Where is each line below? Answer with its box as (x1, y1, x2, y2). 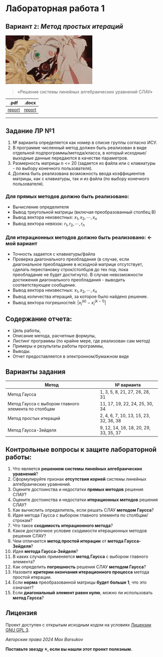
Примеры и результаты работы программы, (12, 343, 104, 349)
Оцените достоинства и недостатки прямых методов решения (12, 486, 144, 492)
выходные (12, 155, 34, 161)
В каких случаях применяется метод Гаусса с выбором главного (12, 553, 148, 559)
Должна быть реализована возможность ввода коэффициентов (12, 171, 145, 176)
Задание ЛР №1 (5, 127, 55, 135)
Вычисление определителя (12, 204, 69, 210)
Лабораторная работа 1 (5, 3, 105, 14)
